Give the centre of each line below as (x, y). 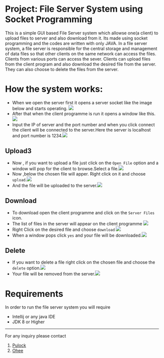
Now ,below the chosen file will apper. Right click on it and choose (79, 174)
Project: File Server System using (74, 9)
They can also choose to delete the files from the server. (62, 69)
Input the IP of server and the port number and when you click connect (83, 124)
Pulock (19, 345)
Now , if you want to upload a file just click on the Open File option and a (85, 163)
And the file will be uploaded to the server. (55, 185)
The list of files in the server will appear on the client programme (77, 224)
